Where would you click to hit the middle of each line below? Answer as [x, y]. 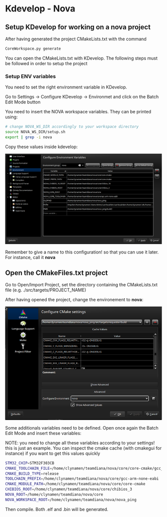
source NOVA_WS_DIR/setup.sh [35, 132]
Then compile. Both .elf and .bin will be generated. [57, 509]
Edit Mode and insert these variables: [43, 433]
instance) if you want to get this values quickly [53, 453]
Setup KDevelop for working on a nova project [78, 27]
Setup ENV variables [31, 76]
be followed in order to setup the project [46, 63]
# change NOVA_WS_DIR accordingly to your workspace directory [72, 127]
